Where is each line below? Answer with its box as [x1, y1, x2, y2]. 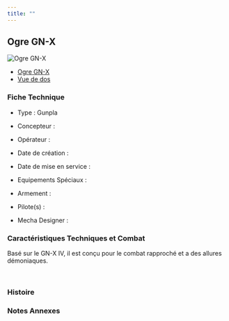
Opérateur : [17, 135, 51, 143]
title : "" [7, 10, 36, 17]
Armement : [17, 189, 52, 197]
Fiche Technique [7, 92, 65, 102]
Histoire [7, 287, 35, 297]
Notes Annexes [7, 306, 61, 315]
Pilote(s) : [17, 202, 45, 211]
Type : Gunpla [17, 108, 58, 117]
